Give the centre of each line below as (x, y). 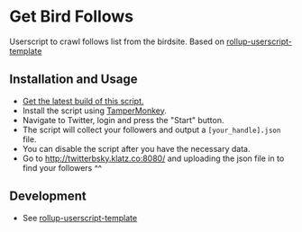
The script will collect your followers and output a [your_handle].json (151, 129)
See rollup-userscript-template (80, 218)
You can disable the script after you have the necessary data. (136, 148)
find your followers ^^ (62, 167)
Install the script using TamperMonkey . (94, 111)
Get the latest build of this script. (83, 101)
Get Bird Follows (71, 17)
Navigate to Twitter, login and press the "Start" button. (123, 120)
